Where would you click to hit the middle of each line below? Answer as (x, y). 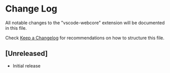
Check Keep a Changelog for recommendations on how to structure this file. (85, 38)
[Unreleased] (27, 54)
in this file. (16, 28)
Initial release (26, 65)
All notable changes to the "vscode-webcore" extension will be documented (85, 23)
